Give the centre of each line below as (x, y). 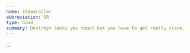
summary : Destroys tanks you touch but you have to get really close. (96, 28)
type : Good (20, 22)
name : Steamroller (29, 11)
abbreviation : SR (28, 17)
